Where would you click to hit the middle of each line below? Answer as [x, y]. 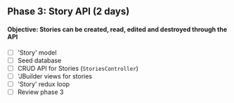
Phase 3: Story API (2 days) [69, 12]
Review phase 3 [40, 92]
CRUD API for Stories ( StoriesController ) [78, 68]
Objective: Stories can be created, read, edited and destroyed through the [117, 29]
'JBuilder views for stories [55, 76]
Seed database [39, 60]
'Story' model [37, 53]
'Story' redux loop [44, 84]
